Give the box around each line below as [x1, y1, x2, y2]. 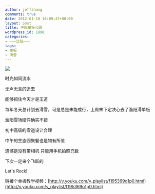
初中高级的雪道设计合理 [5, 127, 52, 133]
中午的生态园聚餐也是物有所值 [5, 137, 65, 144]
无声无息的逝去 [5, 86, 35, 92]
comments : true [5, 12, 36, 17]
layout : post [5, 20, 32, 26]
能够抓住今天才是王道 [5, 96, 48, 102]
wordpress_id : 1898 [5, 30, 45, 35]
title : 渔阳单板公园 [5, 25, 42, 30]
